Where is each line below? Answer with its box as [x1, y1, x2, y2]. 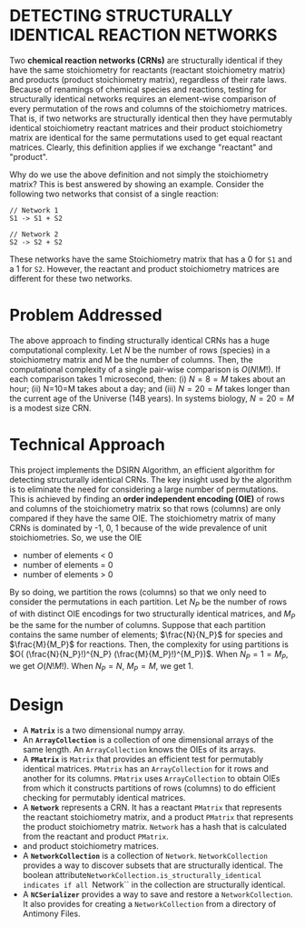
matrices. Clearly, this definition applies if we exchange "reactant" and [9, 142, 273, 153]
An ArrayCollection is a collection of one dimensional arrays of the [22, 733, 274, 745]
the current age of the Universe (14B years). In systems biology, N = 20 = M [9, 393, 295, 404]
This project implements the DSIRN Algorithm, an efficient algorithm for [9, 464, 275, 475]
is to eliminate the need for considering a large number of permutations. [9, 484, 279, 494]
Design [9, 694, 64, 715]
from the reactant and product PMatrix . [22, 831, 170, 842]
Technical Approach [9, 434, 165, 455]
